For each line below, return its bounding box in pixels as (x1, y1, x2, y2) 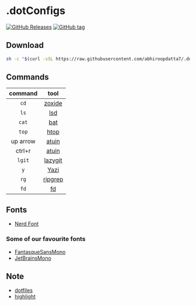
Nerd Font (14, 221, 39, 228)
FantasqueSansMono (14, 248, 66, 255)
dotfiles (14, 287, 33, 294)
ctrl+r (15, 147, 31, 155)
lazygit (44, 156, 62, 164)
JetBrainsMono (14, 255, 51, 262)
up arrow (10, 137, 36, 146)
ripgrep (43, 176, 64, 184)
